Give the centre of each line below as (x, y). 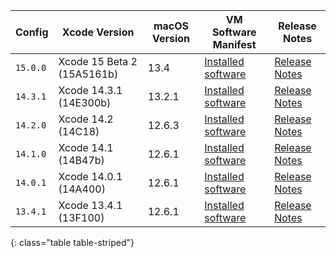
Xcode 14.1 (86, 147)
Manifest (234, 44)
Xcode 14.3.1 (90, 90)
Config (32, 32)
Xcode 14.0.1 (90, 176)
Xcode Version (98, 32)
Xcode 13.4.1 (90, 205)
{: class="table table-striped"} (72, 242)
